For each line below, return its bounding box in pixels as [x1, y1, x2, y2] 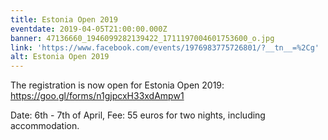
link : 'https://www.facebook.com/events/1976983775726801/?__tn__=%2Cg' [10, 42, 320, 53]
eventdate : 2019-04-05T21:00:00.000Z [10, 24, 168, 34]
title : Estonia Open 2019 [10, 14, 118, 25]
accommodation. [10, 120, 80, 132]
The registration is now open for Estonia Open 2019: [10, 79, 225, 91]
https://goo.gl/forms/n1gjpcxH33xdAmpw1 [10, 90, 185, 102]
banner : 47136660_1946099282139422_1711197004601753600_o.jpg [10, 33, 275, 43]
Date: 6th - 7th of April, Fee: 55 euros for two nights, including [10, 109, 266, 121]
